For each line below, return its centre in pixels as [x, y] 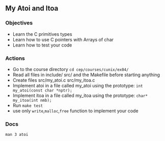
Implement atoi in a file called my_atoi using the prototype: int [78, 85]
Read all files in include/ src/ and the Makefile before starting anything [86, 75]
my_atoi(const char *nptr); [42, 90]
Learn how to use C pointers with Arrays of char [63, 39]
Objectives [19, 23]
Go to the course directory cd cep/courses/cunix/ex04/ [71, 69]
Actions [15, 58]
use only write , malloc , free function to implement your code [75, 111]
